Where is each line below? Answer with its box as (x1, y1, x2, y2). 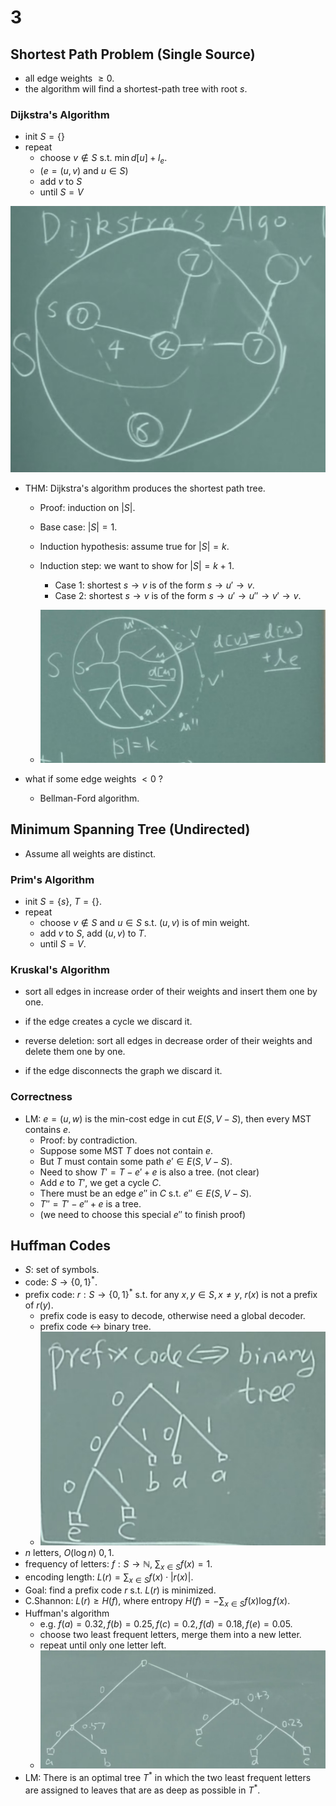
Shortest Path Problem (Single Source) (10, 46, 256, 63)
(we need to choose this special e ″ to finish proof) (39, 1208, 247, 1220)
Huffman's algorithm (24, 1607, 110, 1620)
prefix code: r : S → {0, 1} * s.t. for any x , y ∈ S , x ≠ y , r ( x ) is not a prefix (24, 1287, 318, 1300)
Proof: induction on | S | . (39, 501, 136, 513)
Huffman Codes (10, 1237, 111, 1255)
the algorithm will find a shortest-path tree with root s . (24, 83, 248, 95)
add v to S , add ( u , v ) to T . (39, 927, 147, 940)
